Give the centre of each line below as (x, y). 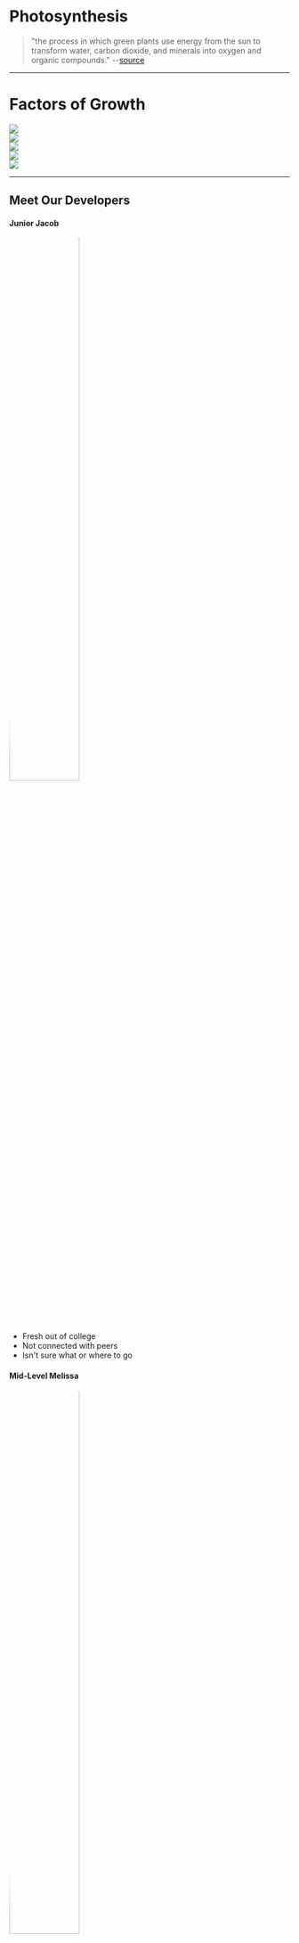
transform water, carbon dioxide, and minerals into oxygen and (146, 50)
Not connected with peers (70, 1346)
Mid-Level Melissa (44, 1376)
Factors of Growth (77, 105)
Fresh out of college (59, 1336)
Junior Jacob (34, 223)
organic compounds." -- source (88, 60)
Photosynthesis (69, 16)
